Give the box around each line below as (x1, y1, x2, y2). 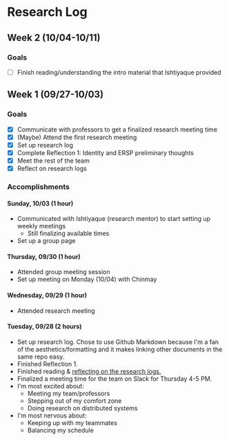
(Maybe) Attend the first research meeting (17, 133, 137, 141)
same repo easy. (17, 352, 65, 361)
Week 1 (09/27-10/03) (7, 89, 104, 100)
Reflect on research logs (17, 164, 88, 172)
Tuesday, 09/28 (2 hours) (7, 323, 82, 331)
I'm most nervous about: (17, 411, 87, 420)
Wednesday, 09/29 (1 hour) (7, 291, 88, 299)
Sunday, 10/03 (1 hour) (7, 199, 74, 208)
